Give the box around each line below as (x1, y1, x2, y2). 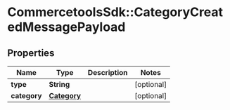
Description (87, 68, 128, 77)
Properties (7, 47, 55, 59)
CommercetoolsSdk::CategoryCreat (7, 4, 224, 20)
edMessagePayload (7, 19, 126, 35)
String (49, 80, 70, 89)
